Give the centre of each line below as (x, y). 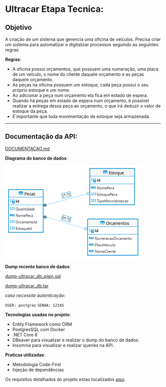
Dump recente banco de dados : (38, 267)
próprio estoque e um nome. (41, 90)
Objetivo (19, 28)
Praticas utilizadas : (25, 355)
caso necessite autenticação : (35, 295)
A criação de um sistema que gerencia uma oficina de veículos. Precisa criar (83, 39)
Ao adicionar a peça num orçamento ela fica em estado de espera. (80, 95)
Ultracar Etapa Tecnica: (54, 9)
